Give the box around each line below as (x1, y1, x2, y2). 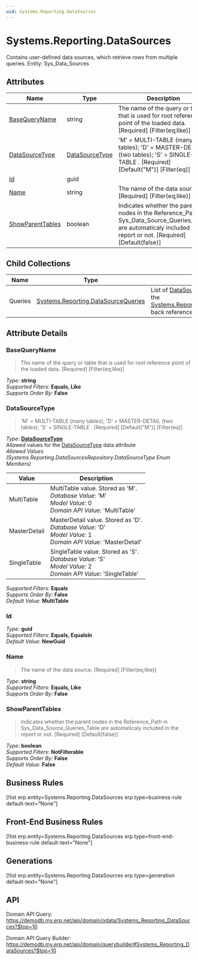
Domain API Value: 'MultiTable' (49, 507, 136, 515)
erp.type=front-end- (124, 833, 174, 840)
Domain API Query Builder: (6, 935, 71, 942)
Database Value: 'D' (49, 523, 106, 531)
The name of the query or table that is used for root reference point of (20, 359, 191, 366)
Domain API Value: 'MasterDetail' (49, 538, 143, 546)
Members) (6, 461, 31, 468)
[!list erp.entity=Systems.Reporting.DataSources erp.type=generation (6, 872, 175, 879)
